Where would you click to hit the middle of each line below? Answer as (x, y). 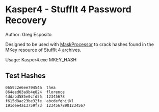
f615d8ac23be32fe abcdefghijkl (39, 101)
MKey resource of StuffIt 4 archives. (43, 50)
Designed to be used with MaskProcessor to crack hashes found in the (80, 44)
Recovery (26, 20)
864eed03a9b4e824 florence (35, 92)
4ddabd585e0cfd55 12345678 (35, 96)
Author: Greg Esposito (29, 34)
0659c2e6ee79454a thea (31, 87)
